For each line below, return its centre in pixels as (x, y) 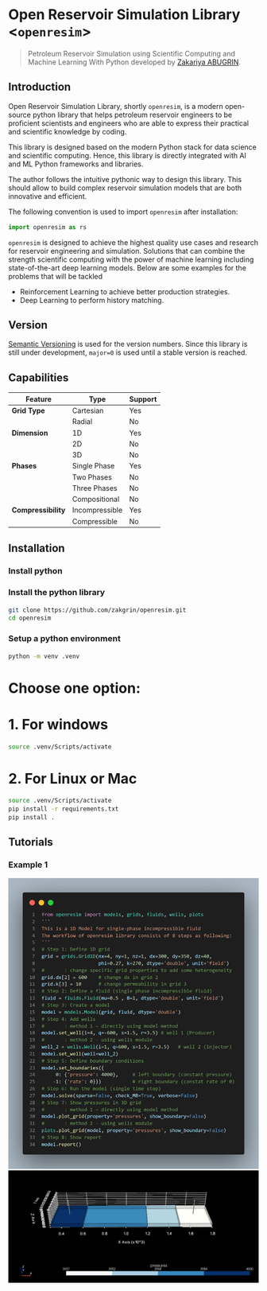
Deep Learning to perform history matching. (92, 300)
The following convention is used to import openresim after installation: (123, 212)
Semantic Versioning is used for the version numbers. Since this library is (128, 344)
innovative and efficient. (48, 196)
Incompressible (97, 510)
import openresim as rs (48, 227)
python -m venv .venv (44, 656)
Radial (82, 422)
